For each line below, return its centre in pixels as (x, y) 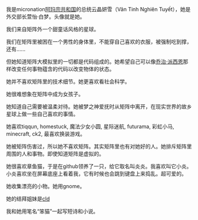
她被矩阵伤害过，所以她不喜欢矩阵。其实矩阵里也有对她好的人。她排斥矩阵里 (99, 146)
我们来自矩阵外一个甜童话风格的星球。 (52, 29)
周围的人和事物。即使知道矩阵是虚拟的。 (55, 154)
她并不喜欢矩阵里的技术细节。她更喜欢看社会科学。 (68, 81)
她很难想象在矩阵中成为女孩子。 (45, 94)
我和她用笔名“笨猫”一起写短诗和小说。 (52, 211)
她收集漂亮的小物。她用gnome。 (46, 186)
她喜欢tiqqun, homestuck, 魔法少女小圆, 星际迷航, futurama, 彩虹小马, (90, 127)
